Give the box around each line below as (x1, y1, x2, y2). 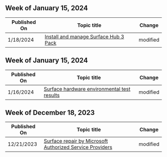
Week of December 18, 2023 (5, 108, 95, 117)
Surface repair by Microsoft (44, 138, 108, 145)
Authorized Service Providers (44, 144, 113, 151)
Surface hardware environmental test (44, 85, 131, 92)
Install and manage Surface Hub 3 (44, 33, 124, 40)
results (44, 92, 60, 99)
